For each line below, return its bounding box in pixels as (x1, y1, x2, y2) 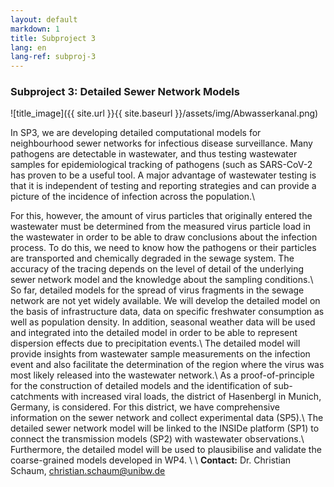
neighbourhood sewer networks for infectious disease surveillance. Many (10, 137, 313, 150)
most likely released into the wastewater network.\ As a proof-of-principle (10, 369, 315, 381)
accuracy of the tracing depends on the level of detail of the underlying (10, 263, 305, 275)
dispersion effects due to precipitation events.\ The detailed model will (10, 337, 301, 350)
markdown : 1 (10, 24, 60, 34)
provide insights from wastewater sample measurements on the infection (10, 348, 311, 360)
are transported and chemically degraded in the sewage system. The (10, 252, 295, 265)
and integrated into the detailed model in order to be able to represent (10, 327, 298, 339)
